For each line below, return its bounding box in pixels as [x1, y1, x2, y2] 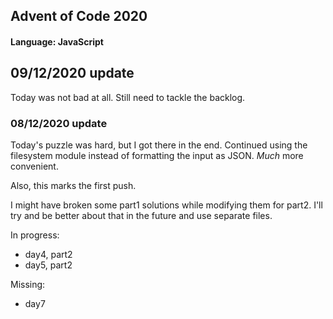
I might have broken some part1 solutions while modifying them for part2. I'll [10, 199, 323, 211]
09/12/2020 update [10, 65, 135, 82]
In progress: [10, 229, 60, 241]
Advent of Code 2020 [10, 8, 148, 25]
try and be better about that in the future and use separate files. [10, 210, 273, 222]
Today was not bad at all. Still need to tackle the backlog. [10, 91, 246, 103]
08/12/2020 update [10, 116, 108, 130]
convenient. [10, 160, 59, 173]
